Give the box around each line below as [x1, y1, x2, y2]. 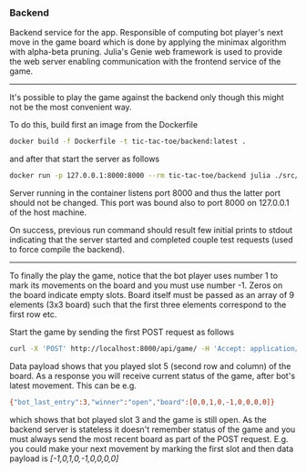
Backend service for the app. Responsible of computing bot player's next [9, 27, 284, 38]
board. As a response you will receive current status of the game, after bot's [9, 370, 296, 381]
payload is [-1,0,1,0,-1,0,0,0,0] [9, 453, 119, 464]
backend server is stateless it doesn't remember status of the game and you [9, 424, 296, 435]
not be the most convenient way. [9, 102, 132, 113]
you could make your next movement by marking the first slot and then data [9, 443, 294, 454]
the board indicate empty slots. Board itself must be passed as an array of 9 [9, 290, 294, 301]
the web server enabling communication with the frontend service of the [9, 57, 281, 67]
